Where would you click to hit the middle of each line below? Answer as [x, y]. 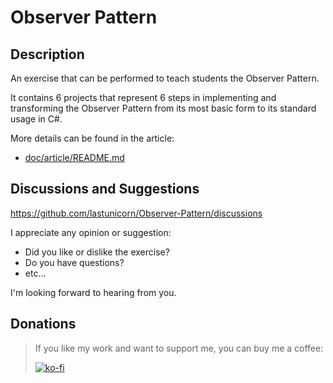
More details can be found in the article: [92, 138]
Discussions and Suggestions [105, 189]
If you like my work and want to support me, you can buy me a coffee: [179, 348]
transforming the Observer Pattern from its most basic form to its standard [163, 108]
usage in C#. [36, 119]
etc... [35, 273]
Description [47, 54]
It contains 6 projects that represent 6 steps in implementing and [143, 97]
